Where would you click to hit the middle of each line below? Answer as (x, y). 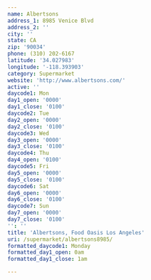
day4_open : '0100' (35, 160)
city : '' (20, 34)
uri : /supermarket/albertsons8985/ (60, 239)
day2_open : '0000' (35, 120)
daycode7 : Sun (28, 206)
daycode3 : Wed (28, 133)
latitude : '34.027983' (41, 61)
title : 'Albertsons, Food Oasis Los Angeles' (76, 232)
